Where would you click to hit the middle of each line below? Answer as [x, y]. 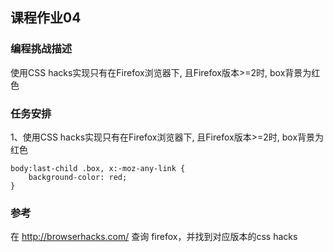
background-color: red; [78, 177]
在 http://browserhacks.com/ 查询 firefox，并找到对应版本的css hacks [154, 237]
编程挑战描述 [41, 49]
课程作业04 [46, 18]
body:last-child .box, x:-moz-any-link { [98, 168]
